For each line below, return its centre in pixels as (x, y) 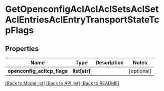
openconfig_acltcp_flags (38, 71)
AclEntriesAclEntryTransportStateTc (82, 20)
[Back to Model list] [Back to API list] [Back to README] (62, 83)
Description (110, 62)
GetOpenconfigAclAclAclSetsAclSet (82, 9)
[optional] (140, 71)
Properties (22, 48)
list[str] (82, 71)
